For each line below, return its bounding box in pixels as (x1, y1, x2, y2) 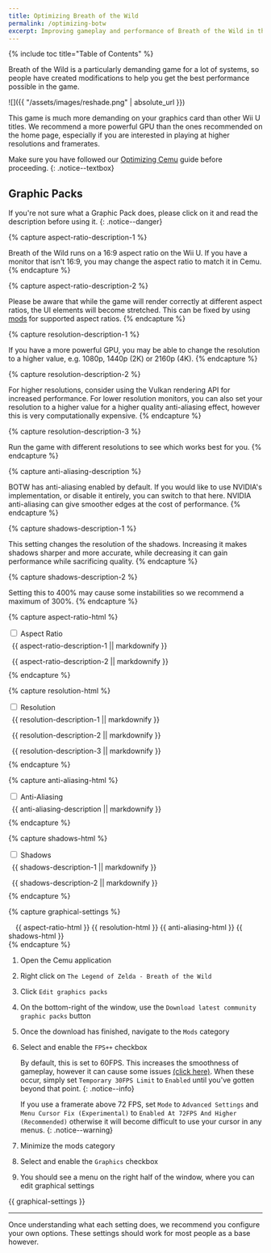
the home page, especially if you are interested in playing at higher (8, 130, 230, 140)
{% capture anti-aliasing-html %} (8, 775, 119, 785)
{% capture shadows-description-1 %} (8, 523, 137, 534)
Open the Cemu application (19, 955, 111, 965)
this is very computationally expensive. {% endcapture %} (8, 411, 202, 421)
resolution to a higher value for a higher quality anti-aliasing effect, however (8, 402, 261, 413)
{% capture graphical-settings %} (8, 907, 121, 916)
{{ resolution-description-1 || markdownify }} (11, 714, 160, 724)
